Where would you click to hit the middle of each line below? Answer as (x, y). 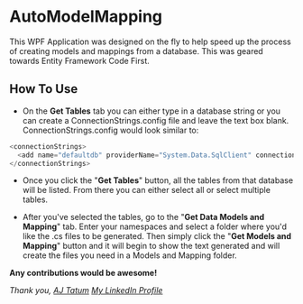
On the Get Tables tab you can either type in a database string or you (151, 111)
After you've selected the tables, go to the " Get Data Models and (143, 217)
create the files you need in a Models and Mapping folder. (129, 255)
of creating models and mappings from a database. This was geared (136, 51)
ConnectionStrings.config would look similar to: (110, 130)
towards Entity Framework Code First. (80, 60)
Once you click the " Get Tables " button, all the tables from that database (158, 180)
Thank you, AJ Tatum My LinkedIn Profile (86, 290)
